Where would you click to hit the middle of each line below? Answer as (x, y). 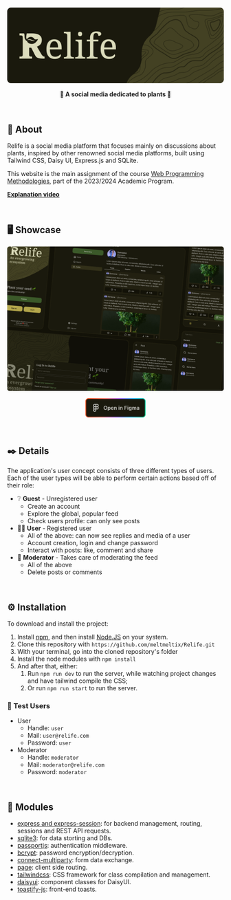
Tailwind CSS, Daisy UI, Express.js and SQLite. (73, 161)
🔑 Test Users (29, 706)
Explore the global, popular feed (73, 514)
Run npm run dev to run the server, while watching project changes (122, 674)
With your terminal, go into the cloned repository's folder (97, 652)
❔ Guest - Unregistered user (57, 498)
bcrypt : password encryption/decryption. (75, 853)
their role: (21, 485)
